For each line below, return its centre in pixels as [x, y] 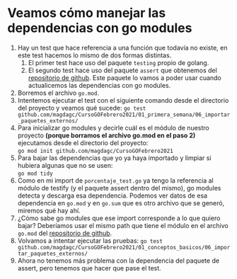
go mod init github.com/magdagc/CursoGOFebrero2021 [95, 151]
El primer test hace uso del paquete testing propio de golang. [118, 62]
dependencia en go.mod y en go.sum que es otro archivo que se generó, [121, 203]
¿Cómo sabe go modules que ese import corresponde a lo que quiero [119, 218]
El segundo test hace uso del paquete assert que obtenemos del [122, 70]
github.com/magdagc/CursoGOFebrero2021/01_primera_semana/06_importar [124, 115]
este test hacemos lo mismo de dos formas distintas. [94, 55]
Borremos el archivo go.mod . [58, 93]
